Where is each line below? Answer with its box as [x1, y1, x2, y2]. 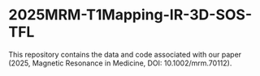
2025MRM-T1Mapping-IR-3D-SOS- [8, 6, 253, 24]
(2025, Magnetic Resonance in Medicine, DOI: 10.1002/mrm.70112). [8, 58, 232, 68]
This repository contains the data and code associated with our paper [8, 49, 242, 59]
